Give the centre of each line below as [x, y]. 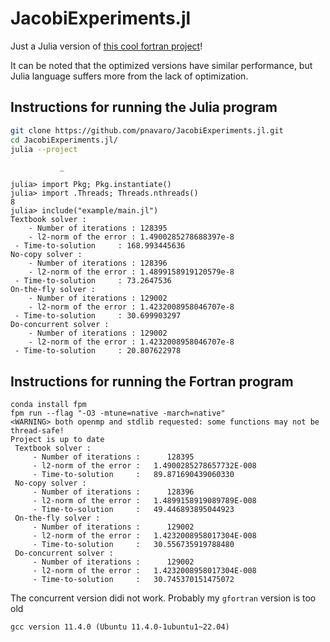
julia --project [44, 149]
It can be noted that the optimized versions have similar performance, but [161, 65]
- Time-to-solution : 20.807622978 [98, 351]
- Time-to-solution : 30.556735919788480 [133, 545]
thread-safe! [37, 431]
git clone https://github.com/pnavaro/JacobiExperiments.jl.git [147, 130]
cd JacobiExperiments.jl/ [64, 140]
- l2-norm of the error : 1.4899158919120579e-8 [131, 272]
